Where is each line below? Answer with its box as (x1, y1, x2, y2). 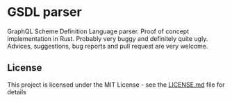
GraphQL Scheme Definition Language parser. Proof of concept (7, 27, 190, 35)
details (7, 87, 26, 96)
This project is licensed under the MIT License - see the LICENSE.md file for (7, 80, 225, 89)
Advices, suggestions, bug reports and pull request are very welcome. (7, 42, 208, 50)
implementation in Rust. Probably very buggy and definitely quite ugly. (7, 34, 208, 42)
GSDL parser (7, 4, 82, 20)
